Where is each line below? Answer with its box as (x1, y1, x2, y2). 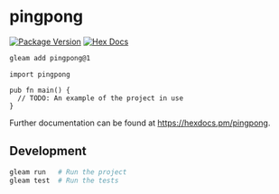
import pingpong (9, 69, 70, 79)
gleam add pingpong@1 (9, 53, 91, 62)
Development (9, 143, 88, 159)
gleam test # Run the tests (9, 176, 119, 185)
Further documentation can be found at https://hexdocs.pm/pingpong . (9, 117, 271, 128)
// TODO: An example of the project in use (17, 93, 183, 103)
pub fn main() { (9, 86, 70, 95)
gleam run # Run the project (9, 167, 127, 177)
